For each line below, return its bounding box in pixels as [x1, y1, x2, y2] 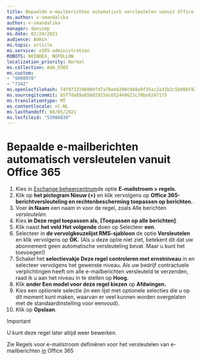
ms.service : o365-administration [7, 48, 90, 54]
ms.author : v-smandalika [7, 14, 69, 20]
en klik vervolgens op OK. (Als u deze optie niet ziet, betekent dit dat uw [15, 236, 193, 243]
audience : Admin [7, 36, 47, 42]
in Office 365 [41, 347, 74, 355]
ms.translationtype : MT [7, 97, 66, 103]
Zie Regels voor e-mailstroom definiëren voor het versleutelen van [7, 341, 169, 348]
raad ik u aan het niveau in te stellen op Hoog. [15, 274, 129, 282]
